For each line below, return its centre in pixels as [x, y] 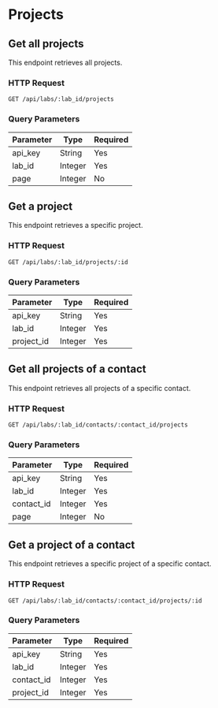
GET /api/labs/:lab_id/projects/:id [68, 262]
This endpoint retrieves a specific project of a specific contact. [110, 564]
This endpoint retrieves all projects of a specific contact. [100, 388]
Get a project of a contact [72, 544]
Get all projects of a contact [78, 369]
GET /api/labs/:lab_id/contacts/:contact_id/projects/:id [105, 601]
